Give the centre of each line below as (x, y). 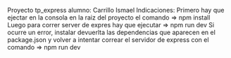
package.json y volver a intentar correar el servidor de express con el (108, 40)
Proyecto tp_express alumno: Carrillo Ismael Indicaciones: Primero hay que (116, 10)
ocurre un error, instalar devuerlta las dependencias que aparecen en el (112, 32)
